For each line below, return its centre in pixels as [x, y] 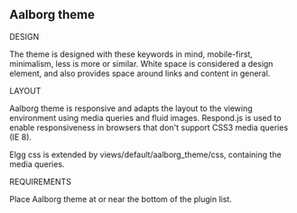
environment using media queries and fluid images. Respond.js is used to [145, 117]
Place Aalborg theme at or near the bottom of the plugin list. [121, 199]
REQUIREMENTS [41, 181]
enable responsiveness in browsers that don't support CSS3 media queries [149, 127]
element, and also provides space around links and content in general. [140, 73]
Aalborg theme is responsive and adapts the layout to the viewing [131, 108]
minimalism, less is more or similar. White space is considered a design [141, 63]
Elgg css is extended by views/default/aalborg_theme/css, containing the [145, 154]
